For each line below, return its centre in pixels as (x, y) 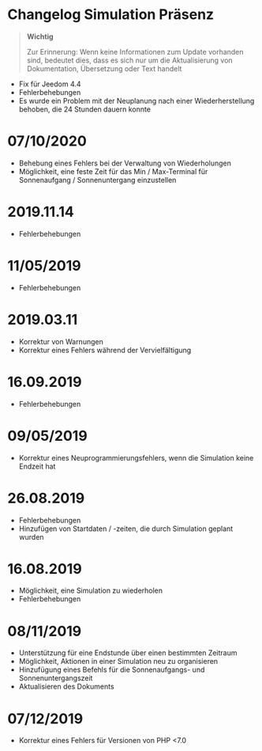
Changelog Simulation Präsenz (111, 15)
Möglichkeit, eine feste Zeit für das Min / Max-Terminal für (113, 171)
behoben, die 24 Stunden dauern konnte (85, 109)
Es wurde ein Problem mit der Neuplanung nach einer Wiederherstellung (137, 101)
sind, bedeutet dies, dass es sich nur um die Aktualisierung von (130, 60)
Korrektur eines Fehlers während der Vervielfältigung (105, 350)
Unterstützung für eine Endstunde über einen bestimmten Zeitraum (128, 653)
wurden (31, 537)
